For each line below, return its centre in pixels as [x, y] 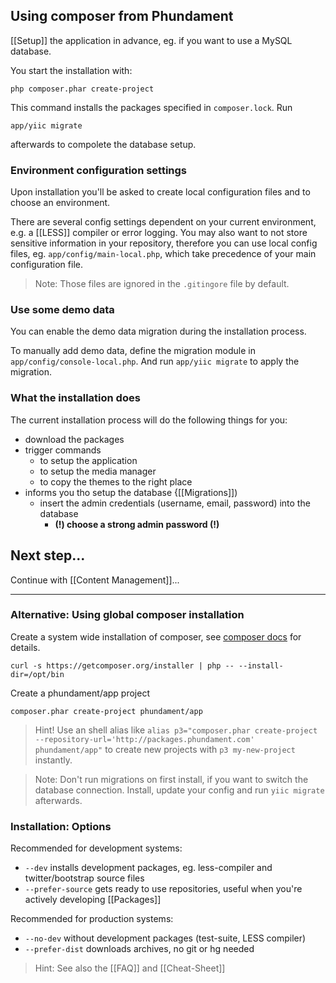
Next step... [48, 555]
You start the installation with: [71, 70]
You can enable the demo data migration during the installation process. [158, 331]
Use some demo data [62, 310]
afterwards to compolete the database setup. [103, 144]
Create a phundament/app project [80, 693]
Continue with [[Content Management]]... [95, 580]
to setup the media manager [98, 471]
